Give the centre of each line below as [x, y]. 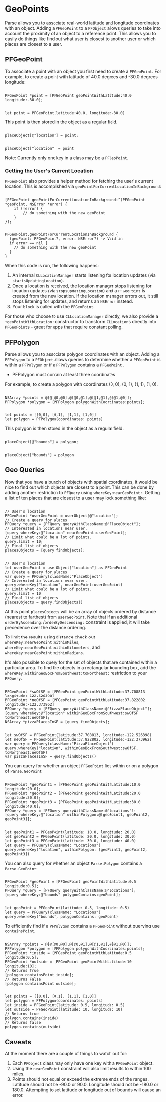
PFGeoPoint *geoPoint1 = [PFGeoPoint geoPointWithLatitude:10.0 [73, 784]
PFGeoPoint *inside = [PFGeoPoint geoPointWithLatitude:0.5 [69, 953]
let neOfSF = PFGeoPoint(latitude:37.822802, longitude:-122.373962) [79, 739]
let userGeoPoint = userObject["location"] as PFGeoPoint [66, 568]
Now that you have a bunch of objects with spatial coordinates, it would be [81, 482]
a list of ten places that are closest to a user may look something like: [76, 498]
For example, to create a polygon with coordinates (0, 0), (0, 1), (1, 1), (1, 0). [82, 384]
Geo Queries [25, 470]
